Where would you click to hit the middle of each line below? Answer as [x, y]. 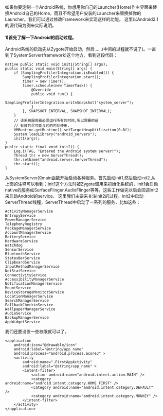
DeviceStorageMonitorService [35, 292]
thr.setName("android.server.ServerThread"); [61, 160]
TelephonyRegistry [24, 224]
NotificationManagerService [34, 284]
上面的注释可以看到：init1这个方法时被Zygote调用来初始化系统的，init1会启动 [81, 184]
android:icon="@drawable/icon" [45, 345]
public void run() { [52, 94]
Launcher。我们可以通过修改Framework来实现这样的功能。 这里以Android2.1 [81, 19]
